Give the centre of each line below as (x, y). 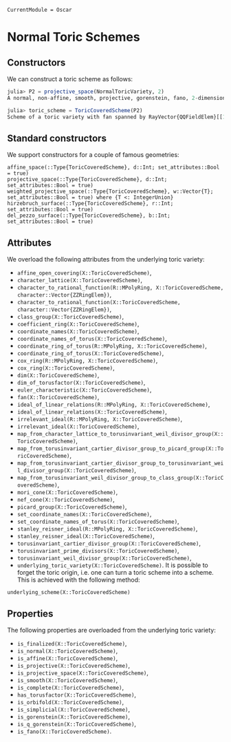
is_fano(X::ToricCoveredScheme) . (64, 731)
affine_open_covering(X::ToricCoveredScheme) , (84, 273)
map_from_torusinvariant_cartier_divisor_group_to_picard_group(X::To (120, 449)
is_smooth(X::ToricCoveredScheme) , (67, 680)
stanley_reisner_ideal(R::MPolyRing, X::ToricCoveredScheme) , (107, 529)
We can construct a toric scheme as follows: (70, 79)
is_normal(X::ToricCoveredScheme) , (67, 650)
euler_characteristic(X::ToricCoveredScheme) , (84, 390)
